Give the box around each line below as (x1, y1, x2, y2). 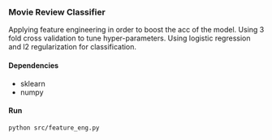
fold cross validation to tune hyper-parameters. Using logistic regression (8, 33, 251, 43)
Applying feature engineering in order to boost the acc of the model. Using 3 (8, 25, 265, 35)
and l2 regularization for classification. (8, 42, 136, 52)
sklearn (19, 78, 46, 88)
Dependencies (8, 60, 59, 70)
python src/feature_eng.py (8, 124, 100, 132)
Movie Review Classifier (8, 6, 106, 18)
